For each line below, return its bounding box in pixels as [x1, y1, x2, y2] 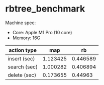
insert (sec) [8, 55, 35, 62]
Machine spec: [5, 20, 36, 26]
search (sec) [8, 63, 38, 70]
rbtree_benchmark [5, 3, 85, 15]
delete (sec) [8, 71, 37, 78]
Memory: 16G [12, 35, 41, 41]
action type [9, 46, 37, 53]
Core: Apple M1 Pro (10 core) [12, 29, 72, 35]
